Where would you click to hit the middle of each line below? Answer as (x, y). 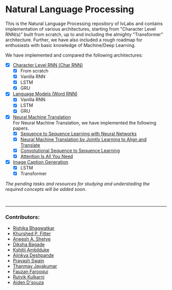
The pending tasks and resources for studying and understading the (78, 184)
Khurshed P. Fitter (32, 234)
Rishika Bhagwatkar (34, 228)
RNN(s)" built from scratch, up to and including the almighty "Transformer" (84, 34)
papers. (21, 128)
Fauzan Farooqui (30, 272)
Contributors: (23, 217)
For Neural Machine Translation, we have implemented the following (84, 123)
